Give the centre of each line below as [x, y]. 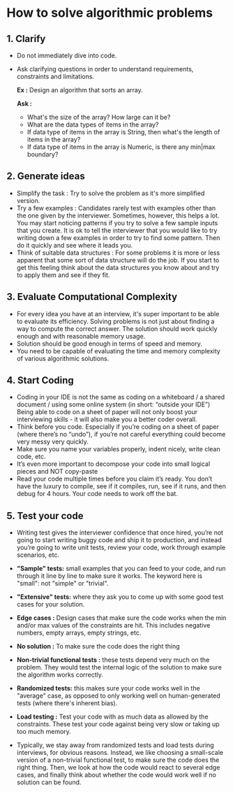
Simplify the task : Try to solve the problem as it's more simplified [111, 193]
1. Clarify [26, 39]
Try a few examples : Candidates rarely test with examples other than [116, 208]
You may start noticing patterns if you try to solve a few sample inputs [117, 222]
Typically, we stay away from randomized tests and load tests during [115, 745]
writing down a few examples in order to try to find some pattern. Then [118, 238]
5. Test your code [45, 516]
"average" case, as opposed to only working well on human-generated [118, 696]
